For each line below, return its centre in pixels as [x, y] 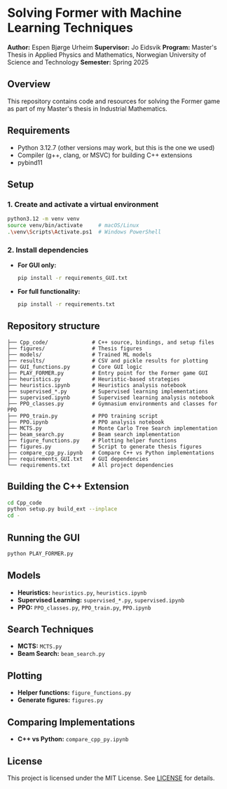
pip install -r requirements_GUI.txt [73, 278]
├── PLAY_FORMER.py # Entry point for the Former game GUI [108, 373]
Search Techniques [50, 629]
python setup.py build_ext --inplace [62, 509]
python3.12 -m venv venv [43, 219]
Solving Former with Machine [95, 13]
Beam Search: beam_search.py [61, 654]
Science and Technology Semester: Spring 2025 [78, 62]
